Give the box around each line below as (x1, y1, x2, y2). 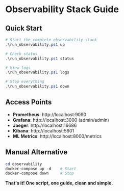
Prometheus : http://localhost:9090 (12, 111, 87, 118)
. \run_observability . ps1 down (5, 84, 70, 89)
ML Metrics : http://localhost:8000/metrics (12, 133, 102, 139)
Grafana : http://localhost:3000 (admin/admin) (12, 117, 110, 123)
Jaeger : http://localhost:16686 (12, 122, 77, 128)
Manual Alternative (5, 148, 68, 156)
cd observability (5, 161, 42, 167)
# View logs (5, 65, 31, 70)
